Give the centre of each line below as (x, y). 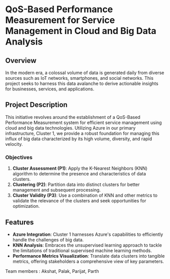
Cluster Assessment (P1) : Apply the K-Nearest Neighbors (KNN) (80, 168)
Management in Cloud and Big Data (81, 31)
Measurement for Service (60, 20)
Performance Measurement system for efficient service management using (83, 122)
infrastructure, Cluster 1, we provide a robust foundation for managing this (82, 133)
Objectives (19, 157)
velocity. (14, 144)
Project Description (36, 105)
